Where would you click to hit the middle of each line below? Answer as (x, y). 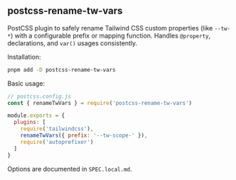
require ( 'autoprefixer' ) (57, 142)
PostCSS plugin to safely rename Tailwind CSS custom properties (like (110, 28)
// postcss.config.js (39, 96)
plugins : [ (30, 123)
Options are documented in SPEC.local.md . (70, 169)
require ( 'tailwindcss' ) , (57, 129)
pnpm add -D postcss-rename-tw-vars (61, 69)
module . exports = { (36, 116)
